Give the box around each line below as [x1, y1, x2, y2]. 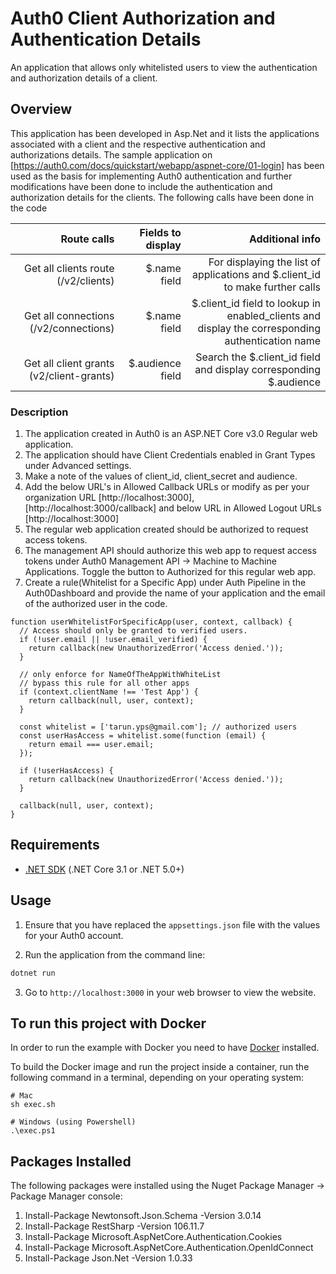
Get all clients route [23, 261, 115, 275]
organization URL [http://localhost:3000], [24, 492, 195, 504]
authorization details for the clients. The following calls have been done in [10, 191, 315, 203]
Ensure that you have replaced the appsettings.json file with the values [24, 918, 321, 931]
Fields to [139, 225, 182, 239]
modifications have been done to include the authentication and [10, 180, 273, 192]
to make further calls [223, 280, 321, 294]
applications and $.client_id [191, 267, 321, 281]
